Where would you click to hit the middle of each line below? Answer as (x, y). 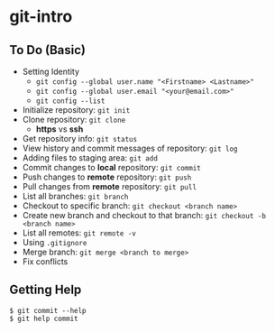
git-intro (41, 17)
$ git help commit (44, 318)
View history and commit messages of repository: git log (130, 148)
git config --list (70, 101)
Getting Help (46, 290)
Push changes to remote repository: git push (107, 177)
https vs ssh (60, 129)
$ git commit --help (48, 310)
